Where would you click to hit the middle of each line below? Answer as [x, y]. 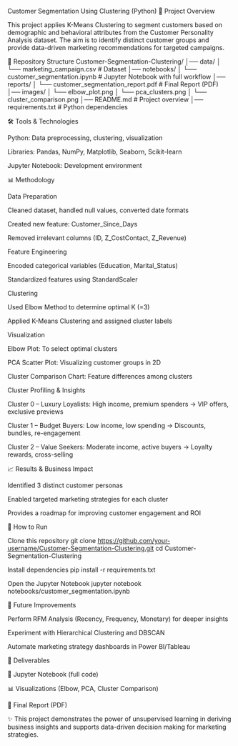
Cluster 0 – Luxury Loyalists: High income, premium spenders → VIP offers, [118, 404]
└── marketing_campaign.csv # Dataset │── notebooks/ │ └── [102, 69]
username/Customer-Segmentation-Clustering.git [81, 548]
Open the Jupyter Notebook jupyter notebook [74, 583]
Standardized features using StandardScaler [73, 279]
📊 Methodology [31, 180]
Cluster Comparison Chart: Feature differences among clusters [100, 376]
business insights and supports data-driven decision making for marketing [117, 727]
